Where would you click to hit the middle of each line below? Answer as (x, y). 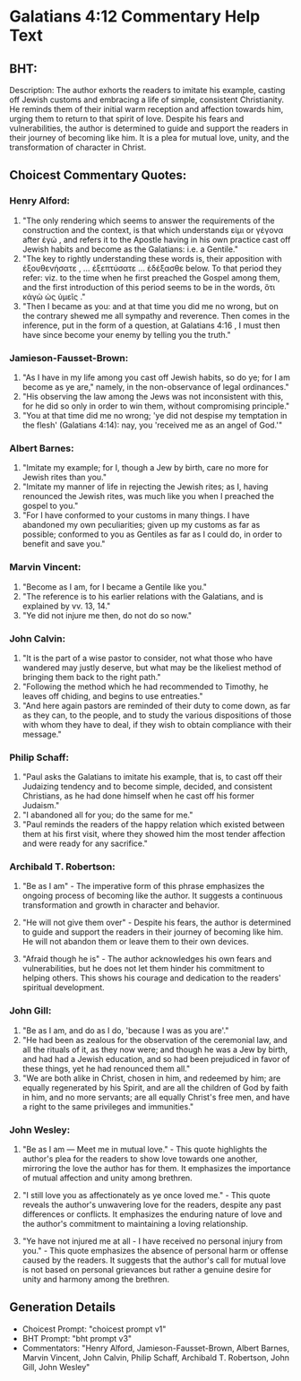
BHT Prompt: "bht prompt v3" (77, 1338)
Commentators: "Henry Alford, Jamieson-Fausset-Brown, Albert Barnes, (155, 1348)
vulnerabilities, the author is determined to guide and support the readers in (149, 128)
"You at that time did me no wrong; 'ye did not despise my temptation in (155, 415)
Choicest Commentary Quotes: (98, 175)
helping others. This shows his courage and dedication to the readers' (151, 978)
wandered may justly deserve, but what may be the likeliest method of (152, 667)
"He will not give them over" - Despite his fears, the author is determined (156, 923)
